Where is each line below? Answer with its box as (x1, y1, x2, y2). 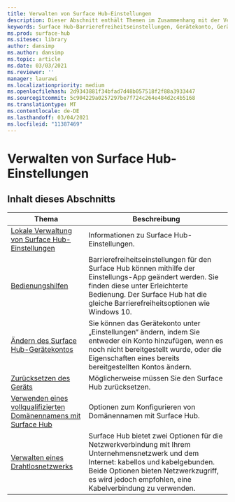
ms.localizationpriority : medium (7, 82, 105, 89)
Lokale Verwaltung (10, 226, 72, 235)
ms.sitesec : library (7, 36, 68, 43)
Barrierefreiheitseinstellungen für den (88, 254, 212, 264)
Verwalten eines (10, 452, 64, 462)
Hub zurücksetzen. (88, 382, 151, 392)
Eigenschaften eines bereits (88, 353, 180, 363)
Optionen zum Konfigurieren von (88, 402, 196, 412)
